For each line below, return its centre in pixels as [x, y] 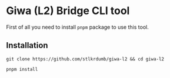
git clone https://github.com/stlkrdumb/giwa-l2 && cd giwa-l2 [85, 59]
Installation [27, 45]
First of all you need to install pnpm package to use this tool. [77, 27]
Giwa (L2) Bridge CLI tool [68, 11]
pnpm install [22, 69]
